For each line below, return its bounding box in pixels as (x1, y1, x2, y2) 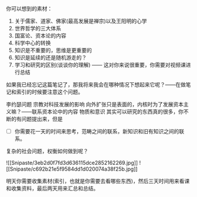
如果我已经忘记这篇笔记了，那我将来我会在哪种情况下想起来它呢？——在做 (6, 81, 186, 88)
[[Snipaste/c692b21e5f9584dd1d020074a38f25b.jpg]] (6, 165, 138, 172)
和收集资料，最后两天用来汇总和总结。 (6, 185, 98, 192)
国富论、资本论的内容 (14, 32, 66, 39)
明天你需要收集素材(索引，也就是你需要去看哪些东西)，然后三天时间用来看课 (6, 178, 190, 185)
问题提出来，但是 (21, 116, 63, 122)
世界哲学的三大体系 (14, 25, 62, 32)
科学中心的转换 (14, 40, 51, 46)
